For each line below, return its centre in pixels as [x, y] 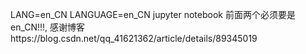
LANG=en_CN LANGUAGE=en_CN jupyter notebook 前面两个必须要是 [153, 14]
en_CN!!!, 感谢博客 [48, 27]
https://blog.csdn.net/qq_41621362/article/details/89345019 [134, 38]
